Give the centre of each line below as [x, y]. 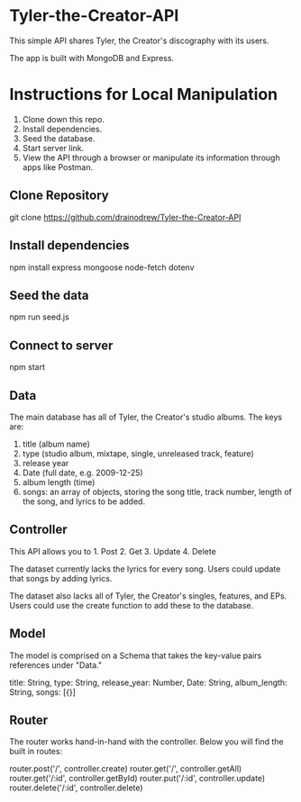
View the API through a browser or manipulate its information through [151, 158]
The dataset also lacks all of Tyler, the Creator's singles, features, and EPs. [148, 596]
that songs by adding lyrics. [61, 578]
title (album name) [56, 444]
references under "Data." [55, 665]
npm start [27, 367]
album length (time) [59, 482]
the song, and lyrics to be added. [84, 501]
